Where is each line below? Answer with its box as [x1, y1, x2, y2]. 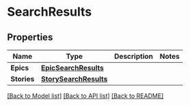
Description [113, 52, 154, 61]
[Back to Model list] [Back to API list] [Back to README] [7, 92, 164, 100]
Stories [10, 75, 35, 83]
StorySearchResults [40, 75, 108, 83]
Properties [7, 31, 53, 43]
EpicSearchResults [40, 63, 104, 72]
